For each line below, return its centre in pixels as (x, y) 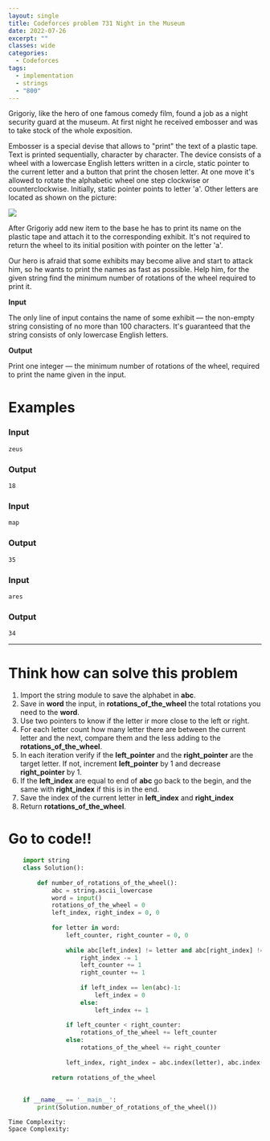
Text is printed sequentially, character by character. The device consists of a (135, 155)
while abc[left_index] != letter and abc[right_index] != (165, 950)
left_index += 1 (122, 1010)
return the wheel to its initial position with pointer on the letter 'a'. (116, 246)
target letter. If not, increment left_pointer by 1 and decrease (120, 764)
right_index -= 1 (109, 958)
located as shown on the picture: (63, 197)
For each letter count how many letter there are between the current (133, 730)
